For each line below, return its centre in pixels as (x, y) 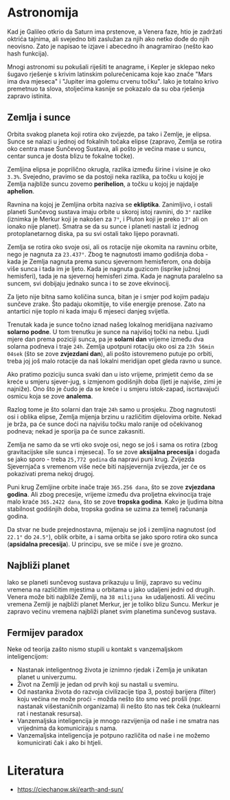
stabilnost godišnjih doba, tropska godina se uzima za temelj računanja (107, 508)
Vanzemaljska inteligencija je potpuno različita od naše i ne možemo (113, 736)
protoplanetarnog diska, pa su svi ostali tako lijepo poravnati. (93, 233)
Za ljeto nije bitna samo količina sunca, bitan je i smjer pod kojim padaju (108, 296)
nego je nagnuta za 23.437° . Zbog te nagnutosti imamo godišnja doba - (108, 254)
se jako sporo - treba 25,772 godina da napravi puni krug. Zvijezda (101, 459)
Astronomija (43, 13)
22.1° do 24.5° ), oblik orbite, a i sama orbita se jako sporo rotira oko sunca (113, 537)
